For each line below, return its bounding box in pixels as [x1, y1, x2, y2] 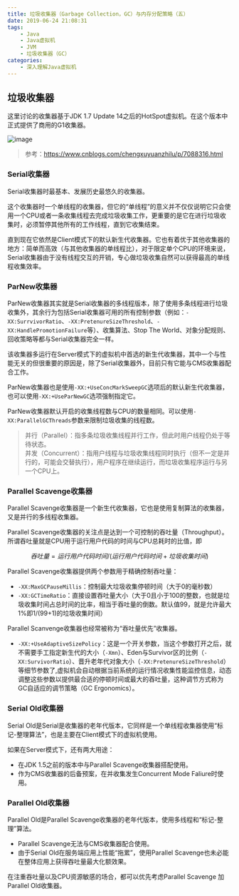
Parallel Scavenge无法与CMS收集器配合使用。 [17, 839, 154, 847]
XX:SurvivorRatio [17, 658, 70, 666]
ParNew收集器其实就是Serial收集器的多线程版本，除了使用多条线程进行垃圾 [7, 299, 228, 307]
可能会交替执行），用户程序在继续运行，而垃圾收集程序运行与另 [43, 458, 228, 467]
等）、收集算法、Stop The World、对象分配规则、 [86, 326, 230, 335]
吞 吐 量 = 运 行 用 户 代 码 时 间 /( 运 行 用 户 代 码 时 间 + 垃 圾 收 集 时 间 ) [30, 552, 209, 561]
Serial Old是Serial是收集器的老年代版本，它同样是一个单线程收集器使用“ [7, 721, 218, 730]
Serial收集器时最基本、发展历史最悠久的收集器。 [7, 187, 149, 195]
